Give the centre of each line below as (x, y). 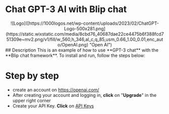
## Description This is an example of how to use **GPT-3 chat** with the (82, 50)
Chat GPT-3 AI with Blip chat (66, 9)
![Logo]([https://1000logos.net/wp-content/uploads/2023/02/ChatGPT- (85, 23)
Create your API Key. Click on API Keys (53, 106)
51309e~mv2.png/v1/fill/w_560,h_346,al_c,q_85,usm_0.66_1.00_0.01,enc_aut (85, 39)
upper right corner (32, 100)
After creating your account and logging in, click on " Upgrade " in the (84, 95)
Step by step (32, 76)
